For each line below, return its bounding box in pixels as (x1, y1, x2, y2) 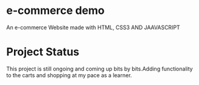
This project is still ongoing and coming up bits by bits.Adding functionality (6, 65, 193, 72)
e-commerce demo (6, 4, 105, 18)
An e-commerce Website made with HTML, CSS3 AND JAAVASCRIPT (6, 24, 180, 31)
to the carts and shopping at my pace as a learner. (6, 71, 132, 79)
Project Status (6, 45, 80, 59)
